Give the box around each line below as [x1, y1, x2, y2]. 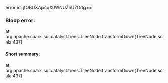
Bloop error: [5, 17, 35, 24]
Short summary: [5, 51, 40, 57]
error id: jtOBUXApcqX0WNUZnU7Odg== [5, 5, 92, 10]
